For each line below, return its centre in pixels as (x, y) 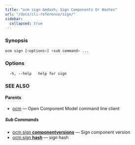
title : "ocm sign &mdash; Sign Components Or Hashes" (61, 10)
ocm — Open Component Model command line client (66, 108)
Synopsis (16, 41)
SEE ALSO (17, 86)
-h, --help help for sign (38, 73)
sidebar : (14, 19)
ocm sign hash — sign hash (40, 137)
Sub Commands (22, 120)
